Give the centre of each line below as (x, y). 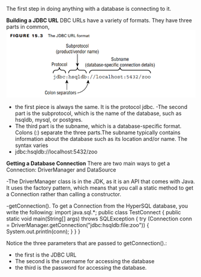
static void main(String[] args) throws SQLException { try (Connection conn (99, 219)
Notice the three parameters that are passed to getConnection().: (87, 243)
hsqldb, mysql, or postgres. (49, 120)
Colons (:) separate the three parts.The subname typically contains (98, 132)
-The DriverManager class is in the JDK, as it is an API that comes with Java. (100, 182)
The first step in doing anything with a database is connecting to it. (89, 9)
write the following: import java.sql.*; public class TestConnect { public (94, 213)
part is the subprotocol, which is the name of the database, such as (98, 113)
